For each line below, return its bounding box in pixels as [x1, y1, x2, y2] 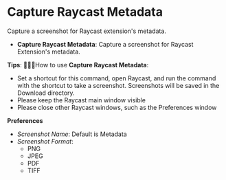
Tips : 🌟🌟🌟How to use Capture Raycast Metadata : [7, 60, 149, 69]
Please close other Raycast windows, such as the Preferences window [16, 103, 217, 111]
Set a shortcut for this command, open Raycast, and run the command [16, 74, 216, 82]
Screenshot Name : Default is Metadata [16, 130, 127, 138]
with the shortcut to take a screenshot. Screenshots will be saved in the [16, 81, 220, 89]
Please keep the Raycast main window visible [16, 95, 146, 104]
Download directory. [16, 89, 75, 97]
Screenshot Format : [16, 137, 74, 145]
